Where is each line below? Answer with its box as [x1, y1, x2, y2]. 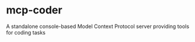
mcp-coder [6, 3, 63, 17]
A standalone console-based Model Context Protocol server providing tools [6, 23, 190, 30]
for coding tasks [6, 29, 46, 36]
